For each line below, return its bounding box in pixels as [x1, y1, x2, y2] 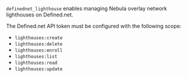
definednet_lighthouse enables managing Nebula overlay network [6, 5, 168, 12]
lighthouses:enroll [14, 48, 63, 53]
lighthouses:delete [14, 41, 63, 47]
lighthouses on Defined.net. [6, 11, 74, 18]
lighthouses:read [14, 60, 58, 66]
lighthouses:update [14, 66, 63, 72]
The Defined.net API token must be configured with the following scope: [6, 23, 182, 29]
